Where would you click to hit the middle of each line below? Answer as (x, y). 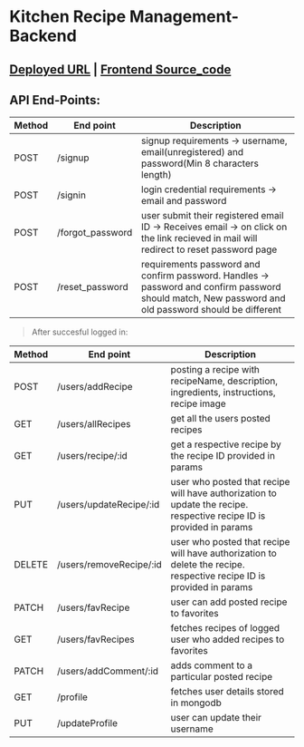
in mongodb (196, 703)
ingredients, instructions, (223, 393)
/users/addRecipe (95, 387)
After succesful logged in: (80, 332)
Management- (185, 17)
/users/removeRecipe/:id (110, 565)
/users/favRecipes (96, 639)
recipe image (198, 403)
